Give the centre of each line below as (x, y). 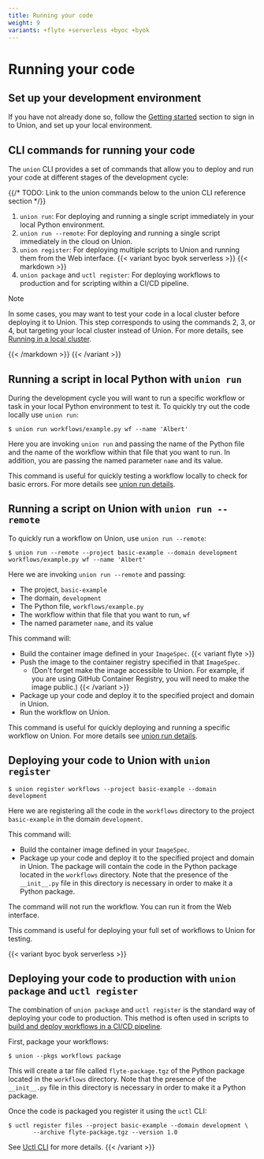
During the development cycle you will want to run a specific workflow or (127, 398)
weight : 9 (24, 23)
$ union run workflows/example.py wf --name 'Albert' (99, 429)
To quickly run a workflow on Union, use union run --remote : (107, 538)
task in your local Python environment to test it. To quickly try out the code (129, 406)
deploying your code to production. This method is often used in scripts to (128, 1018)
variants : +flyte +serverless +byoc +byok (79, 30)
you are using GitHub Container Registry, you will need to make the (140, 678)
